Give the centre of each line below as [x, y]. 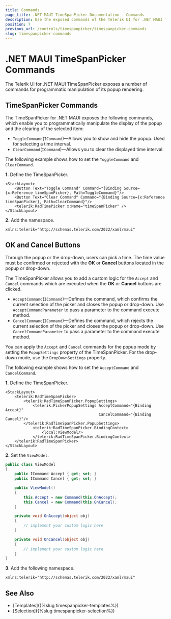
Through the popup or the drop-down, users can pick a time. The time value [85, 257]
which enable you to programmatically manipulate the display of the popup [84, 123]
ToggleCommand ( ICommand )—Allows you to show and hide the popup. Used [89, 138]
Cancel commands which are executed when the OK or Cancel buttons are [83, 283]
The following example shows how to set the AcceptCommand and [72, 367]
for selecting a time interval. [42, 144]
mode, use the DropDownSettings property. [62, 357]
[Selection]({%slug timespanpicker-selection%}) [64, 611]
